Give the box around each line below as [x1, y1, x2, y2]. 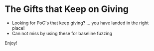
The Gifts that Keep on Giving [4, 3, 129, 15]
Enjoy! [4, 40, 18, 46]
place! [11, 25, 25, 31]
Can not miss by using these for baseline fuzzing [11, 30, 113, 36]
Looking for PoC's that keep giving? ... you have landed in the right [11, 20, 149, 26]
